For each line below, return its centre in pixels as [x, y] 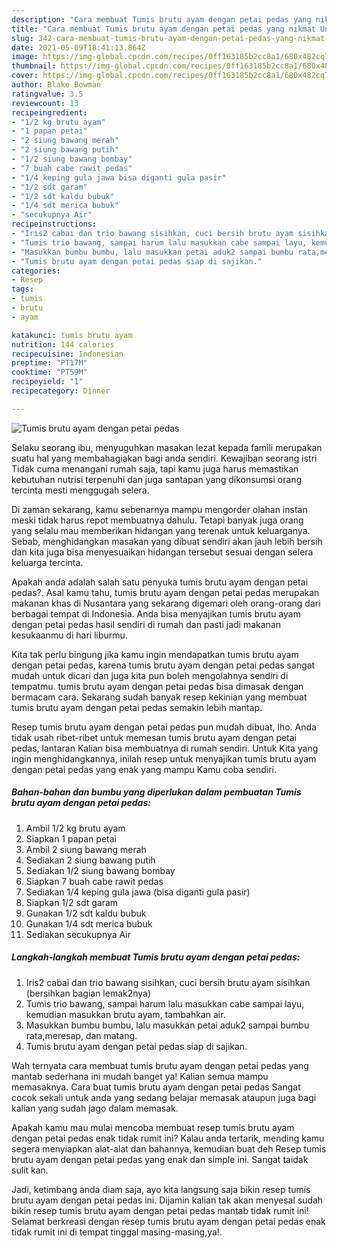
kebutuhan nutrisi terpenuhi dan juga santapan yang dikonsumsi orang [157, 479]
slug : [22, 38]
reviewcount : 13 [45, 103]
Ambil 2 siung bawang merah [86, 849]
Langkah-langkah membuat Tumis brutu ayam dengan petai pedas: [156, 957]
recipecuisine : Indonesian [67, 354]
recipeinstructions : [54, 224]
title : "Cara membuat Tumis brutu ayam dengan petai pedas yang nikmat [163, 29]
